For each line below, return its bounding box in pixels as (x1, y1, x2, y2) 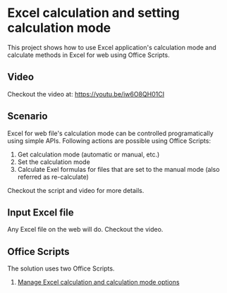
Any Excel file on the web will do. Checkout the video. (7, 225, 164, 234)
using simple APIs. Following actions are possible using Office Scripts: (7, 136, 211, 145)
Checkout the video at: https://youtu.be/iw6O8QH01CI (7, 89, 164, 98)
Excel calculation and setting (7, 5, 180, 21)
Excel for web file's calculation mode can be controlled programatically (7, 129, 214, 137)
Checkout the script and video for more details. (7, 186, 145, 194)
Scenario (7, 111, 48, 123)
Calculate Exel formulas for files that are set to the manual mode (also (17, 165, 220, 173)
